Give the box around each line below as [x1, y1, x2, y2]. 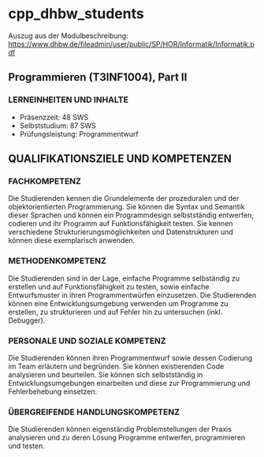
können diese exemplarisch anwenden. [8, 236, 136, 245]
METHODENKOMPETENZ [8, 255, 106, 266]
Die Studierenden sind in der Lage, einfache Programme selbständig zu [8, 274, 240, 283]
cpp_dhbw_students [8, 5, 144, 23]
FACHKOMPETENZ [8, 176, 81, 187]
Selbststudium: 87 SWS [19, 120, 96, 130]
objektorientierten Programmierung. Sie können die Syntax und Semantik [8, 202, 245, 212]
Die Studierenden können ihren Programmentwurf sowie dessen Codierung [8, 353, 253, 362]
